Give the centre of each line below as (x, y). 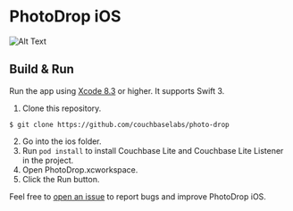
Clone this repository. (62, 108)
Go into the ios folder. (62, 141)
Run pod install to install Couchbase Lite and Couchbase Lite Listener (153, 150)
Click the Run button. (61, 179)
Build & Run (42, 69)
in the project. (48, 160)
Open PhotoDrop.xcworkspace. (80, 169)
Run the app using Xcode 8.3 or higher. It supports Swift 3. (117, 90)
